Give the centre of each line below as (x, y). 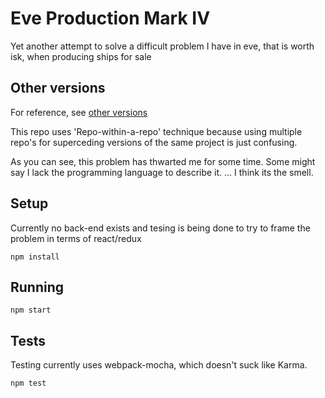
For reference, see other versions (79, 112)
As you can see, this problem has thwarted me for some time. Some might (163, 161)
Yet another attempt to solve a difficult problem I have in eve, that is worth (162, 46)
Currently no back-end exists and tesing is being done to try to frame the (160, 228)
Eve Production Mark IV (110, 18)
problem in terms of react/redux (76, 238)
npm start (31, 310)
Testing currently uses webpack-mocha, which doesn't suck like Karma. (159, 365)
